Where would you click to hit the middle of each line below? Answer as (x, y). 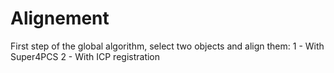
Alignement (60, 18)
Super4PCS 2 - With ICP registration (85, 56)
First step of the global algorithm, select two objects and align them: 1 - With (167, 46)
